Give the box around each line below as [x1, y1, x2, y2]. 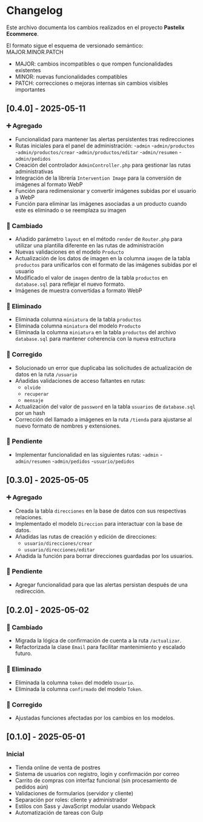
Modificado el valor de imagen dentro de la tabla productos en [15, 274, 168, 281]
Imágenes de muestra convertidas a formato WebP [15, 286, 142, 294]
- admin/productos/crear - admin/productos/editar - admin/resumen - [15, 148, 182, 155]
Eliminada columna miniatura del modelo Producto [15, 322, 141, 329]
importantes [15, 86, 45, 93]
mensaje [24, 397, 44, 403]
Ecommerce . [6, 30, 39, 37]
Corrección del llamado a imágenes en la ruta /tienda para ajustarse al [15, 416, 192, 423]
